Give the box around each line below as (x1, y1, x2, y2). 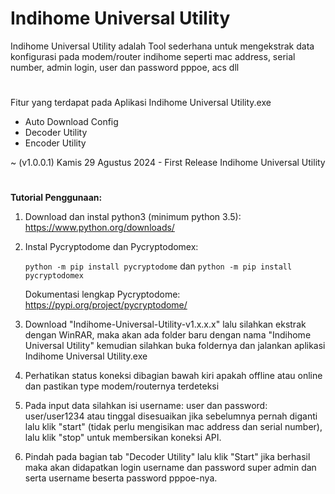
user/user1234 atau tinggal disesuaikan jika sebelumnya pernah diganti (24, 410, 318, 422)
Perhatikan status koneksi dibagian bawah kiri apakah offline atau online (24, 370, 323, 382)
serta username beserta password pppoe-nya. (24, 472, 218, 484)
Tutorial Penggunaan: (10, 192, 103, 204)
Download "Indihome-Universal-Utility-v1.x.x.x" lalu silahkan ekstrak (24, 318, 307, 331)
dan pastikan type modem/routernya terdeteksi (24, 380, 220, 392)
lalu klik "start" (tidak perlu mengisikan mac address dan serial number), (24, 421, 323, 433)
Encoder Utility (24, 137, 87, 149)
